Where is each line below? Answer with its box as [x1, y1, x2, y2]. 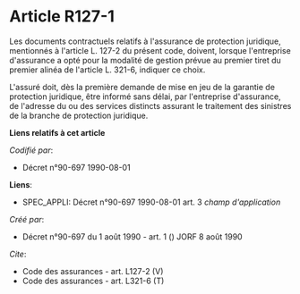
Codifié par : [9, 145, 54, 155]
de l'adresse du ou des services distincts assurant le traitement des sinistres [9, 100, 292, 111]
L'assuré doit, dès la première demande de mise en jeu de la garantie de [9, 81, 276, 92]
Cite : [9, 248, 27, 259]
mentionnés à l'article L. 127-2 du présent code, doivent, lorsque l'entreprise [9, 45, 291, 55]
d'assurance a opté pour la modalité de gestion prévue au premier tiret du [9, 55, 282, 65]
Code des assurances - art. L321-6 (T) [21, 275, 165, 286]
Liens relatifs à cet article [9, 127, 106, 138]
